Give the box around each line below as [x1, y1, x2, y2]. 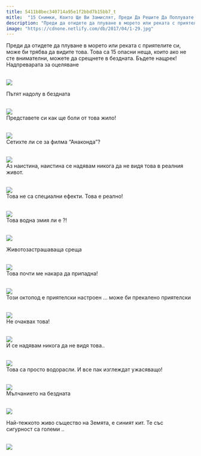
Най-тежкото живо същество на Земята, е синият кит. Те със [6, 419, 163, 427]
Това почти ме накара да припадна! [6, 270, 98, 277]
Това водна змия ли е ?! [6, 217, 68, 224]
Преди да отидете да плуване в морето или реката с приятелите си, [6, 42, 181, 49]
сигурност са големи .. [6, 425, 65, 433]
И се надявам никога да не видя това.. [6, 342, 105, 349]
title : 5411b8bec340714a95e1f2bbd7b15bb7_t [6, 8, 117, 15]
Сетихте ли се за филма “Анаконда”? [6, 139, 100, 146]
